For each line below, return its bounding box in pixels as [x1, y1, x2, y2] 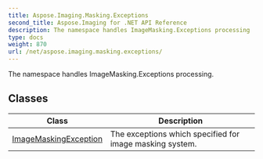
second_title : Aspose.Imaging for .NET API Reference [8, 19, 188, 27]
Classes [8, 92, 49, 106]
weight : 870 [8, 41, 47, 49]
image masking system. [110, 138, 197, 149]
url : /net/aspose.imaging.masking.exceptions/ [8, 48, 163, 56]
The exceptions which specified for [110, 128, 240, 139]
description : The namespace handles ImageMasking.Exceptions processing [8, 26, 250, 34]
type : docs [8, 33, 44, 42]
